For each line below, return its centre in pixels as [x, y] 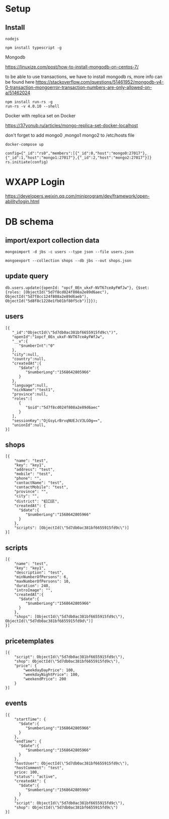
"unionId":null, [29, 425]
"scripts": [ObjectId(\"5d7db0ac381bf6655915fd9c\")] [72, 528]
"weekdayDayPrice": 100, [49, 670]
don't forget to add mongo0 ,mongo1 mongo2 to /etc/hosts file [70, 135]
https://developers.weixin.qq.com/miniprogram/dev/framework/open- [77, 196]
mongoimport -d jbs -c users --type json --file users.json [70, 252]
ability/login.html [22, 201]
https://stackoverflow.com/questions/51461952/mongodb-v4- [100, 82]
